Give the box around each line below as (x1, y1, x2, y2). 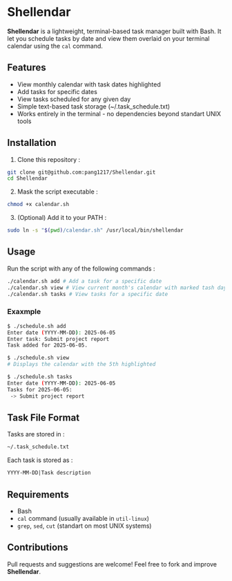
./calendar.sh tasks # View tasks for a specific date (7, 290, 168, 297)
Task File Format (7, 412, 80, 423)
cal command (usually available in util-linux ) (17, 514, 150, 522)
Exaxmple (7, 307, 41, 317)
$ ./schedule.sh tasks (7, 373, 72, 380)
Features (7, 62, 46, 73)
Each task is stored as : (7, 456, 73, 464)
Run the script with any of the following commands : (7, 264, 155, 273)
